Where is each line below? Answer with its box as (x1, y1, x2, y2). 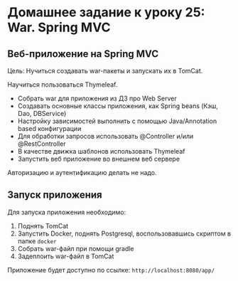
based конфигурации (17, 124, 82, 132)
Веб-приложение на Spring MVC (7, 48, 158, 60)
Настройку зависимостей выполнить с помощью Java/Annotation (17, 117, 217, 125)
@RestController (17, 139, 66, 148)
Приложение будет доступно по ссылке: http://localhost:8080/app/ (7, 265, 215, 274)
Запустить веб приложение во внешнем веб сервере (17, 154, 180, 163)
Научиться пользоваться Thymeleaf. (7, 80, 118, 89)
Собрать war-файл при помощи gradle (17, 244, 134, 253)
